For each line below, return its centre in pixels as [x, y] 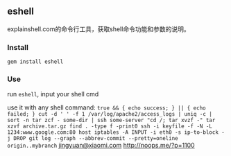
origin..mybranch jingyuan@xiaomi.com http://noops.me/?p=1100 [101, 146]
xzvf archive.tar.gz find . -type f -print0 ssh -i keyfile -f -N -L [110, 127]
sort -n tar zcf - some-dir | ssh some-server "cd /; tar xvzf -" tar [111, 121]
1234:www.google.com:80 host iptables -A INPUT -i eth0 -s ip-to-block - [116, 132]
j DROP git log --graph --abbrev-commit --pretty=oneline [93, 139]
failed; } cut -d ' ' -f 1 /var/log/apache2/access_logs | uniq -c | [110, 114]
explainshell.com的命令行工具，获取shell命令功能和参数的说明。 [99, 29]
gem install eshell [35, 62]
